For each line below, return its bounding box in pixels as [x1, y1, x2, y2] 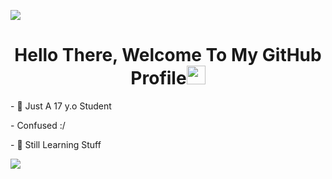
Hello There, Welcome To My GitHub [14, 44, 322, 67]
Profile [130, 67, 187, 90]
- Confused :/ [10, 119, 66, 131]
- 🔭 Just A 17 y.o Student [10, 100, 112, 112]
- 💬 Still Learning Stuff [10, 138, 102, 150]
